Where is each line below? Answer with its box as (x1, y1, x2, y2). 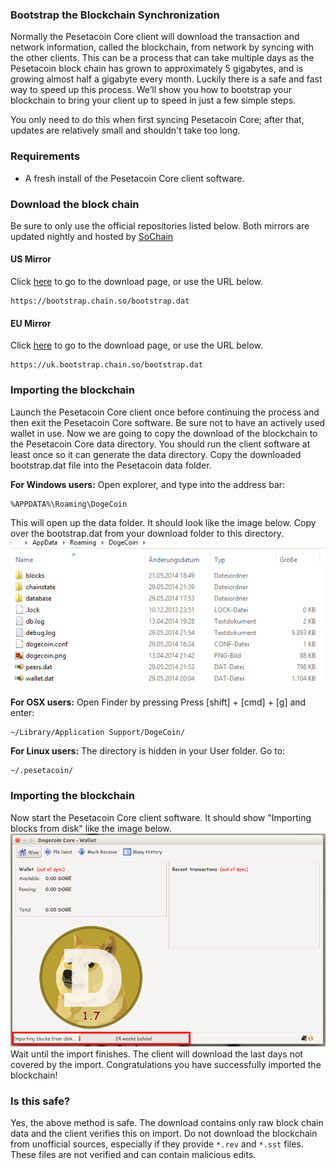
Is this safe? (10, 1094, 71, 1108)
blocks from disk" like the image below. (10, 822, 172, 834)
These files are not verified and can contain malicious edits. (10, 1148, 257, 1160)
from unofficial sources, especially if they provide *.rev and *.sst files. (10, 1138, 304, 1150)
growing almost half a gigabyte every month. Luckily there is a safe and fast (10, 73, 323, 85)
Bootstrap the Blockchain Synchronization (10, 8, 220, 22)
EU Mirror (10, 317, 52, 329)
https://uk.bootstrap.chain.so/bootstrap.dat (10, 360, 203, 370)
